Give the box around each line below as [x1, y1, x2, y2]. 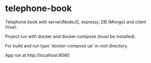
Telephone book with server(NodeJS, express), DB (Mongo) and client [5, 19, 146, 25]
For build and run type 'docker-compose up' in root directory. [5, 43, 128, 48]
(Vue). [5, 24, 18, 30]
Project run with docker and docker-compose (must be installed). [5, 33, 136, 39]
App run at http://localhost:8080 [5, 52, 70, 58]
